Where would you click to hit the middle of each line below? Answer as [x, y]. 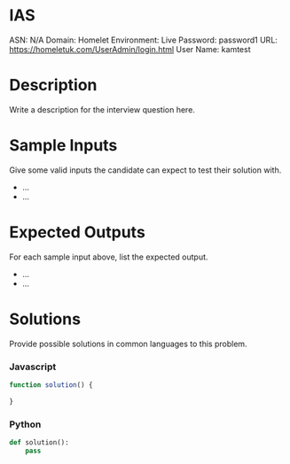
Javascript [33, 367]
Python [25, 424]
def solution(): [39, 442]
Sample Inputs [63, 146]
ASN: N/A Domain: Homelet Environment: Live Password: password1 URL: [143, 40]
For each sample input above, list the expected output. [109, 257]
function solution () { [51, 385]
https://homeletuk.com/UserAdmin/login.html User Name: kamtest [130, 49]
